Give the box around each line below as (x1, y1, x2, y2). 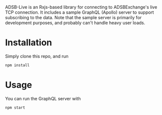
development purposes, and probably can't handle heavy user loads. (5, 20, 146, 26)
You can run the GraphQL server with (5, 95, 81, 101)
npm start (5, 105, 26, 110)
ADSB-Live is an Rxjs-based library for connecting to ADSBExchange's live (5, 4, 158, 10)
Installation (5, 37, 52, 48)
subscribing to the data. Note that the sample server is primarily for (5, 15, 142, 20)
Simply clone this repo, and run (5, 53, 69, 59)
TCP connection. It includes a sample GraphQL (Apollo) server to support (5, 9, 154, 15)
